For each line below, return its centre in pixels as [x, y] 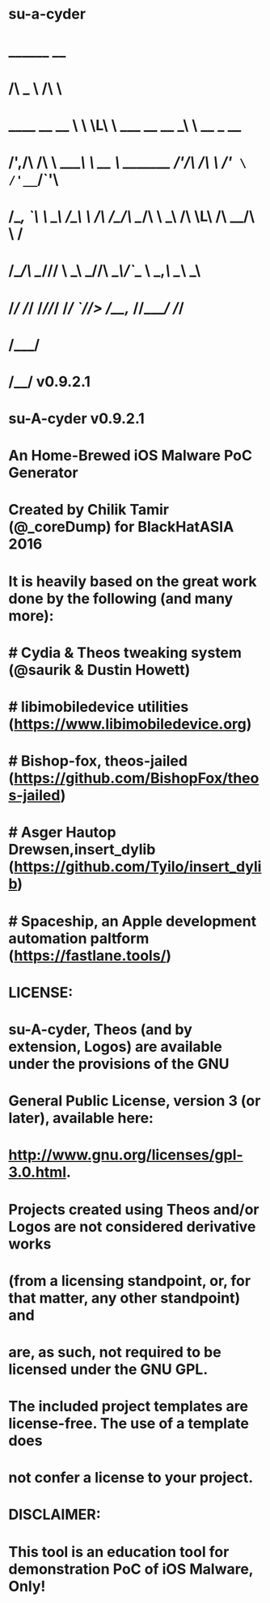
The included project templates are [129, 1407]
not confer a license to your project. [131, 1478]
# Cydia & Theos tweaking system [125, 653]
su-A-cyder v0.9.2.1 [77, 419]
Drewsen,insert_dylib [82, 850]
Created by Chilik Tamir [89, 510]
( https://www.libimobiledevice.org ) [130, 724]
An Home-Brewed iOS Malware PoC [131, 456]
